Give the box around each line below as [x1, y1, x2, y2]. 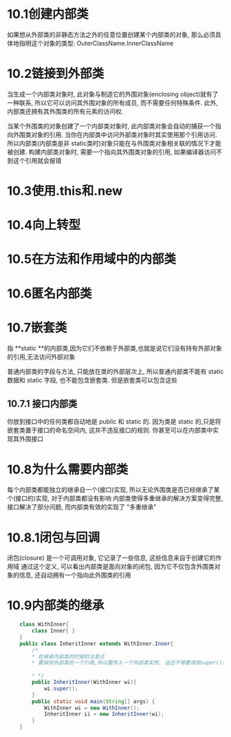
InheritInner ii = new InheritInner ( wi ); [43, 711, 165, 718]
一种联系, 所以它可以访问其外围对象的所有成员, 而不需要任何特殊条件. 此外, [7, 98, 218, 107]
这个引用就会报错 [12, 156, 62, 164]
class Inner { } [32, 627, 76, 635]
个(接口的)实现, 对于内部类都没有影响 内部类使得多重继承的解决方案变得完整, [7, 494, 223, 502]
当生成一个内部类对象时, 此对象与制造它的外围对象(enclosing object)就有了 [7, 90, 219, 98]
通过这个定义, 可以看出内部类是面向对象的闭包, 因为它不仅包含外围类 [20, 562, 214, 571]
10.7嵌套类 [7, 320, 67, 335]
